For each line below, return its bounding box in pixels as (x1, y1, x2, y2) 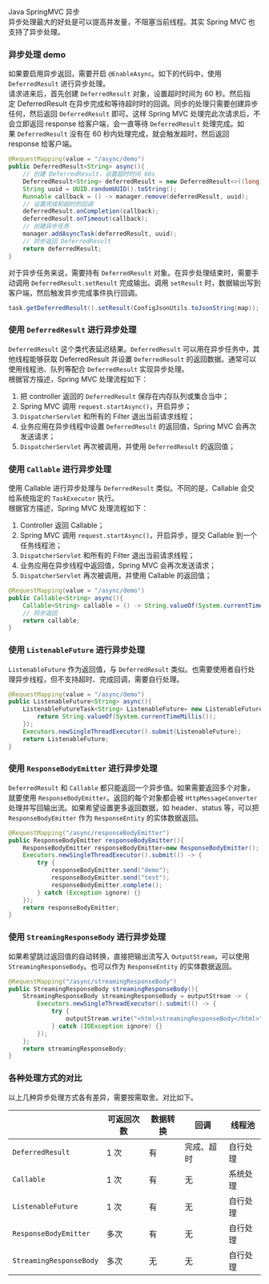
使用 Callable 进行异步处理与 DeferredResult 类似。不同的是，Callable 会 (8, 483, 248, 493)
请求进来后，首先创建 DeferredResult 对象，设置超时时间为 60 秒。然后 (8, 89, 244, 99)
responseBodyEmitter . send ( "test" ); (50, 874, 171, 882)
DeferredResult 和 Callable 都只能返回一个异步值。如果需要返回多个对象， (8, 782, 255, 793)
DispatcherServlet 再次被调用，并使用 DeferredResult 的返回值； (19, 441, 236, 451)
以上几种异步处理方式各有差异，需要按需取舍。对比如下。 (8, 1092, 198, 1102)
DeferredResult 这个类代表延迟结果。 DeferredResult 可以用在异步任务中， (8, 344, 254, 353)
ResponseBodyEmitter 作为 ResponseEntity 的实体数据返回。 (8, 813, 203, 822)
